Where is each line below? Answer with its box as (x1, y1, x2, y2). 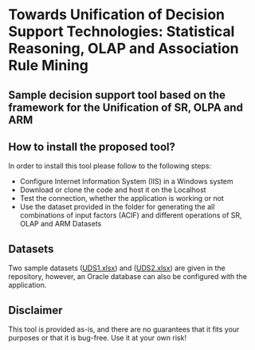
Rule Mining (8, 57, 89, 75)
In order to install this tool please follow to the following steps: (8, 161, 212, 171)
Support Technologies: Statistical (8, 22, 235, 41)
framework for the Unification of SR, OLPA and (8, 100, 243, 114)
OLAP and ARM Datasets (19, 219, 102, 229)
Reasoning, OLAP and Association (8, 40, 239, 57)
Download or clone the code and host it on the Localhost (19, 185, 206, 195)
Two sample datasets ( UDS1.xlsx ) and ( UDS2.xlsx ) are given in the (8, 263, 226, 273)
